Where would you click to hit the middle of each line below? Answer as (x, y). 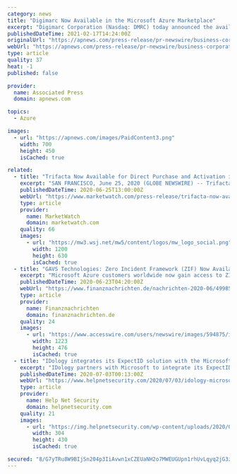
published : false (33, 73)
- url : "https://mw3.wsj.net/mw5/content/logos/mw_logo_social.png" (129, 243)
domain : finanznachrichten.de (70, 315)
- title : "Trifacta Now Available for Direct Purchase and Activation (120, 177)
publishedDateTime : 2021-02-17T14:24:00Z (69, 34)
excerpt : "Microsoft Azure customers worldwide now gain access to (121, 276)
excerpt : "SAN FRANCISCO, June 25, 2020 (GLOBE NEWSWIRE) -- (111, 184)
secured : (20, 459)
